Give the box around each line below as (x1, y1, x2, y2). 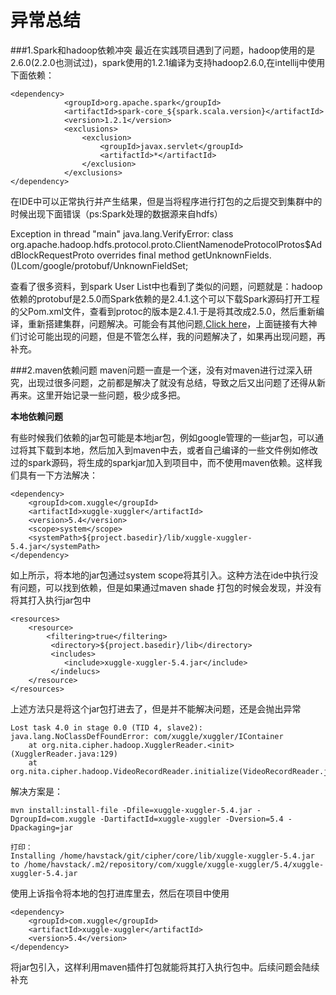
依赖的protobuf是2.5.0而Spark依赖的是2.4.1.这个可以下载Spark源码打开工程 (10, 292, 320, 305)
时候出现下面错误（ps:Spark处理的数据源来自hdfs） (10, 207, 223, 220)
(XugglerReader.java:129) (10, 749, 118, 759)
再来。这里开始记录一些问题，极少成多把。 (10, 389, 186, 401)
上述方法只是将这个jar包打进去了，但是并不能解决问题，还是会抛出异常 (10, 702, 302, 715)
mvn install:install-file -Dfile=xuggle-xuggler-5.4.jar (10, 805, 253, 815)
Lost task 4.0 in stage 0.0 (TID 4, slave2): (10, 722, 203, 733)
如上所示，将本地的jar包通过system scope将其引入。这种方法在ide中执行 (10, 569, 310, 581)
